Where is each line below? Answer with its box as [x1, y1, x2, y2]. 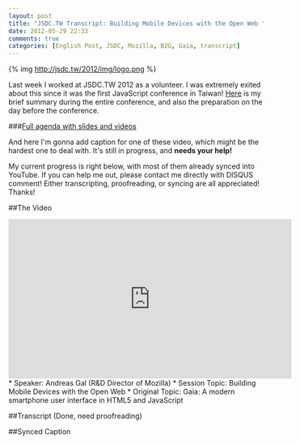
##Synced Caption [8, 427, 71, 437]
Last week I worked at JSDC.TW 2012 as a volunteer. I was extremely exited [8, 80, 261, 90]
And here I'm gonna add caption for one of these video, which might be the [8, 137, 260, 147]
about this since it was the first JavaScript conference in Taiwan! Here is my [8, 88, 261, 98]
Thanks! [8, 187, 36, 197]
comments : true [8, 34, 60, 43]
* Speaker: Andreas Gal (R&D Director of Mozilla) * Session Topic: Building [8, 378, 256, 388]
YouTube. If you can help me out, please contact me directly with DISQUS [8, 170, 253, 180]
